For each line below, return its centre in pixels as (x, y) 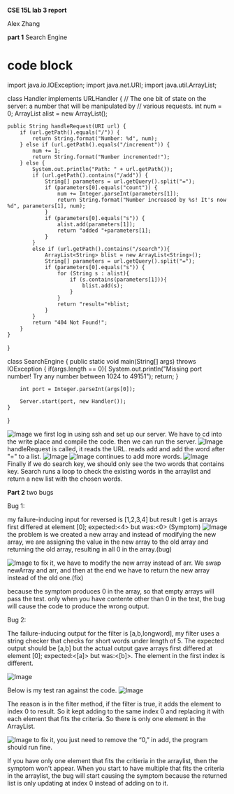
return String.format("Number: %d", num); (95, 138)
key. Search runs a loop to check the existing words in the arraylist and (109, 471)
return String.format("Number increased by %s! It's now (142, 200)
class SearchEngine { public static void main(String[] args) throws (102, 361)
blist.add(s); (103, 286)
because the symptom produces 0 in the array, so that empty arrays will (111, 591)
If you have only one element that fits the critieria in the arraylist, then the (113, 760)
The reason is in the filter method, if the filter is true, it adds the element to (114, 704)
